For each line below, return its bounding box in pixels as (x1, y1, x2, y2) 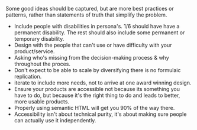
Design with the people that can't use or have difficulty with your (14, 41, 172, 48)
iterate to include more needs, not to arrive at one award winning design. (14, 79, 192, 86)
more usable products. (14, 98, 69, 105)
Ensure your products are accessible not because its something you (14, 86, 180, 92)
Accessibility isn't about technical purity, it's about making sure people (14, 110, 187, 118)
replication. (14, 73, 42, 80)
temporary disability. (14, 35, 64, 42)
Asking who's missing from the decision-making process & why (14, 54, 169, 61)
